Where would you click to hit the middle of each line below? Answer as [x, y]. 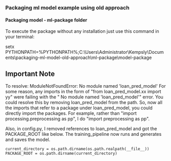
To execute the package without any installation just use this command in [82, 31]
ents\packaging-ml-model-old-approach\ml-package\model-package [79, 57]
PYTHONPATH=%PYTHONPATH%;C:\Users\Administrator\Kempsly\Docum [85, 52]
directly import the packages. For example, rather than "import [71, 113]
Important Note [30, 74]
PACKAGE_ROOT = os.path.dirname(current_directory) [61, 153]
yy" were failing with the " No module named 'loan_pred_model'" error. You [84, 97]
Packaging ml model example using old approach [67, 8]
